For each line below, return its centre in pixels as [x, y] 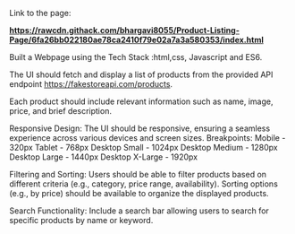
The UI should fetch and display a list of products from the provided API [141, 74]
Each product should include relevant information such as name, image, [141, 101]
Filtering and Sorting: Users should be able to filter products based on [138, 174]
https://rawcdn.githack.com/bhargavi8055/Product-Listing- [124, 30]
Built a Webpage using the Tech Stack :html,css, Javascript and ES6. [136, 57]
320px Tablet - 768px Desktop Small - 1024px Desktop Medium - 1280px [144, 147]
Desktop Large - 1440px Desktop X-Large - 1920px [104, 157]
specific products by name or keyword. [81, 220]
